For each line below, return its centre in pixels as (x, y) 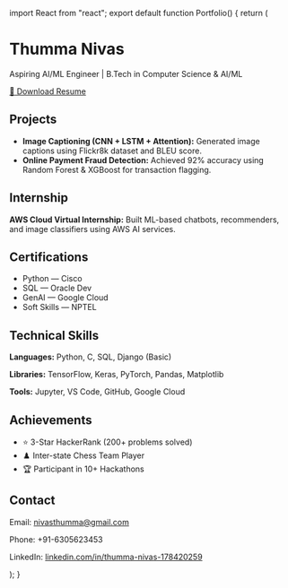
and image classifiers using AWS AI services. (93, 229)
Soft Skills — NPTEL (59, 307)
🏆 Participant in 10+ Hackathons (83, 469)
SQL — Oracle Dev (57, 288)
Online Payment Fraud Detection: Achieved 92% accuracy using (143, 160)
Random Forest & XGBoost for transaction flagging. (117, 169)
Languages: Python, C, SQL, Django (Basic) (91, 357)
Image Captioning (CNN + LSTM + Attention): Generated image (141, 141)
